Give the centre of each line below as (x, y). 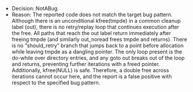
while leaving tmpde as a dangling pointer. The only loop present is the (97, 52)
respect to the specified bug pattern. (56, 83)
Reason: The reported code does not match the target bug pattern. (92, 15)
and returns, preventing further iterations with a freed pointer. (86, 64)
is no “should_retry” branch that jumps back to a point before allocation (98, 45)
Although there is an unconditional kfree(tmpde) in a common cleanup (96, 21)
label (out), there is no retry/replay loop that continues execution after (95, 27)
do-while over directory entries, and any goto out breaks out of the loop (98, 58)
